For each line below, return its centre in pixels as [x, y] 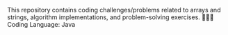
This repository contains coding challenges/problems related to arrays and [114, 10]
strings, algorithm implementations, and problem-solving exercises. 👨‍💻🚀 [111, 17]
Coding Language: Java [41, 24]
